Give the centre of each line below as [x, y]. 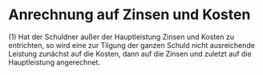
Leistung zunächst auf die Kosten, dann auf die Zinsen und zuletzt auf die [130, 53]
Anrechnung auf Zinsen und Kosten [129, 15]
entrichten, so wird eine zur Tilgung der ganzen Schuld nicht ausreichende [131, 45]
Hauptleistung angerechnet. [55, 62]
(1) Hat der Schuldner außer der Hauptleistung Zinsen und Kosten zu [121, 37]
